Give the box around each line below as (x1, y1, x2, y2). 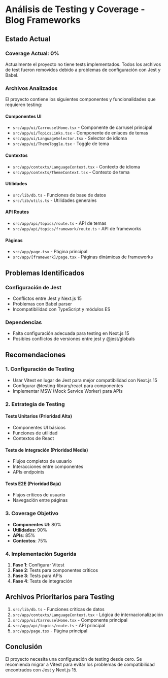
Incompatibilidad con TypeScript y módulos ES (12, 306, 111, 312)
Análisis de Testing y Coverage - (5, 4, 145, 15)
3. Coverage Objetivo (5, 510, 59, 517)
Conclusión (5, 642, 43, 651)
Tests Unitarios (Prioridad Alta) (5, 413, 73, 419)
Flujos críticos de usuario (12, 492, 66, 498)
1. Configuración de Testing (5, 365, 75, 372)
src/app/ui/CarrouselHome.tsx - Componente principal (12, 617, 128, 623)
